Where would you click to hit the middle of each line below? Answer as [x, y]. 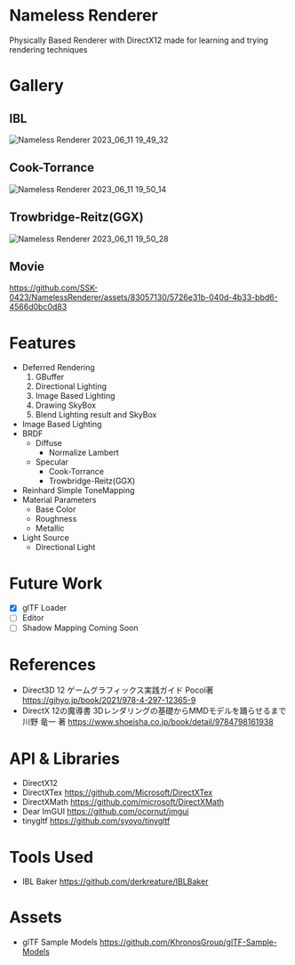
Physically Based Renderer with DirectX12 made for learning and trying [139, 40]
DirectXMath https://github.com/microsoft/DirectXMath [123, 802]
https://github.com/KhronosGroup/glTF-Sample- [188, 942]
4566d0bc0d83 [38, 307]
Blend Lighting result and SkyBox [96, 415]
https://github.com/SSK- [54, 288]
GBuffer [50, 377]
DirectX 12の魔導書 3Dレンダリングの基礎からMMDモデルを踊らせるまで [154, 711]
